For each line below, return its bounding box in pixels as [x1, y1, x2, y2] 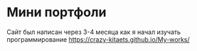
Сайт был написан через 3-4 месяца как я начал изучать [6, 28, 181, 36]
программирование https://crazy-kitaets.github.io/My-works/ [6, 35, 190, 43]
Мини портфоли [6, 4, 107, 21]
